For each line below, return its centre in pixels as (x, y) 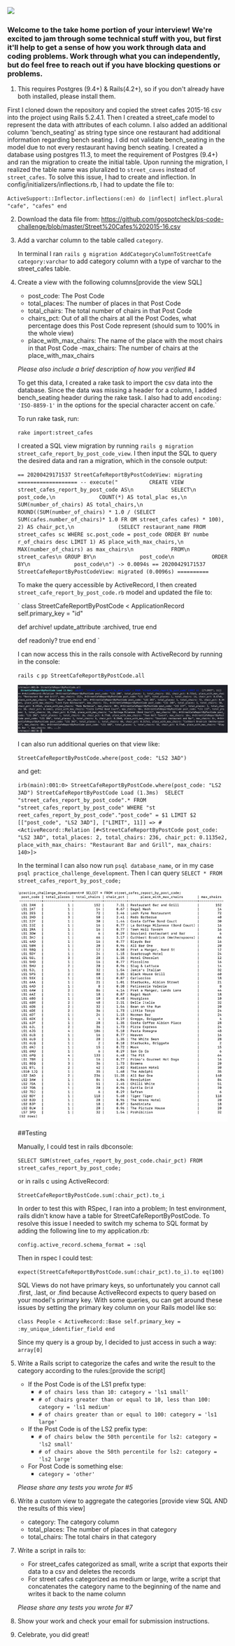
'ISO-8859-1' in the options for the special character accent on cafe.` (117, 405)
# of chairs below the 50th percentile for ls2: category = (128, 1437)
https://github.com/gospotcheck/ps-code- (162, 219)
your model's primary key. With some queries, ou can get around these (120, 1300)
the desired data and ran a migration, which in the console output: (112, 461)
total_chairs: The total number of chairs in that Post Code (110, 311)
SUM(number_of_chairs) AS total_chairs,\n (80, 505)
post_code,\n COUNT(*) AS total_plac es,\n (102, 497)
